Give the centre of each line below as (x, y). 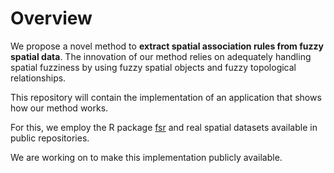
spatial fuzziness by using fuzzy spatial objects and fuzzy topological (153, 67)
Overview (51, 18)
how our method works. (59, 108)
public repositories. (50, 138)
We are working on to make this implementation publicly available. (146, 157)
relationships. (38, 78)
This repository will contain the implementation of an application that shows (166, 97)
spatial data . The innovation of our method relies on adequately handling (161, 56)
